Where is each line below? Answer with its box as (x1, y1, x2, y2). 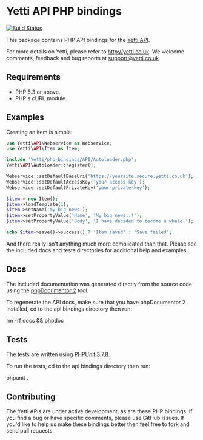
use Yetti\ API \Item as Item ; (6, 146, 80, 152)
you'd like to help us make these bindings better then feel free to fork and (6, 421, 190, 428)
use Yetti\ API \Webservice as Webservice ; (6, 140, 113, 146)
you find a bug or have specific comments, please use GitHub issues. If (6, 414, 185, 422)
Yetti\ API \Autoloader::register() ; (6, 162, 96, 168)
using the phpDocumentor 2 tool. (6, 287, 89, 294)
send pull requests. (6, 427, 55, 435)
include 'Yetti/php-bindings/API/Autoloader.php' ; (6, 157, 137, 163)
